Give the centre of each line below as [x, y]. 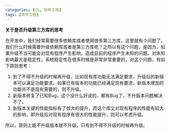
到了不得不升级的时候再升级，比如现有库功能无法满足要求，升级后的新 [86, 76]
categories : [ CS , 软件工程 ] [33, 10]
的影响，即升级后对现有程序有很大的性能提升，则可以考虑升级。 [79, 114]
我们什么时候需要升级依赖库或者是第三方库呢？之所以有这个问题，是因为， [83, 47]
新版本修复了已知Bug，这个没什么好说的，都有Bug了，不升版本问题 [83, 95]
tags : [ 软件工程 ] [22, 15]
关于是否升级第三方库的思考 [34, 30]
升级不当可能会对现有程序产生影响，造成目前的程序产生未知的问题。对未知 [87, 53]
